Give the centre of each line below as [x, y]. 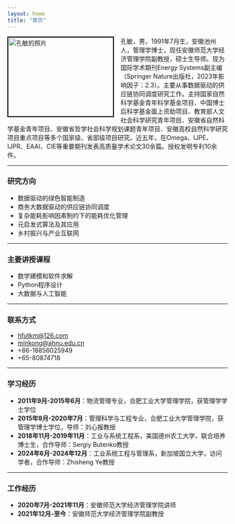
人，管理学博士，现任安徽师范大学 [170, 50]
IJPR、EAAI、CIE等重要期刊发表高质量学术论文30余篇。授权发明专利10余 [112, 146]
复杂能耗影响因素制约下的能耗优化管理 [72, 215]
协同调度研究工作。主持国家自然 [179, 94]
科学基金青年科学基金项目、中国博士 [173, 102]
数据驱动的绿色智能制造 [51, 198]
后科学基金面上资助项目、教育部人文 [173, 111]
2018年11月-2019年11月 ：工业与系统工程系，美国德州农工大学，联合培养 [121, 436]
